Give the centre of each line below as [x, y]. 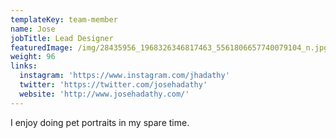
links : [24, 66]
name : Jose [33, 29]
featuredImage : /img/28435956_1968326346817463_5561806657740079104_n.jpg [169, 47]
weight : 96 [33, 57]
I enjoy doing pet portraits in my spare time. [100, 122]
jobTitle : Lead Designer [62, 38]
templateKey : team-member [64, 19]
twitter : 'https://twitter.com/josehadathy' [113, 85]
